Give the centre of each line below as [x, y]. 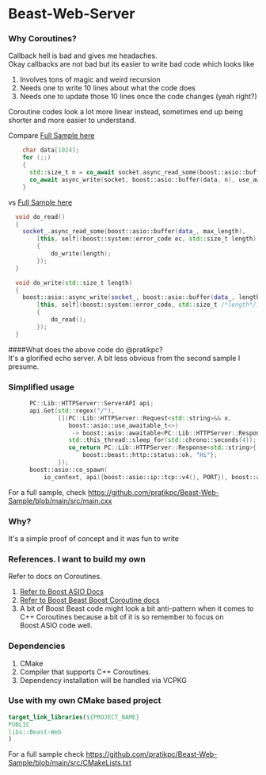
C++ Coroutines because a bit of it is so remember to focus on [122, 617]
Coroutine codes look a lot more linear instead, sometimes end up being [126, 112]
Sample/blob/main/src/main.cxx [60, 501]
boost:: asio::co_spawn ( [68, 470]
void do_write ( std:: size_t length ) [74, 282]
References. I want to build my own [77, 558]
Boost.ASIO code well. [56, 625]
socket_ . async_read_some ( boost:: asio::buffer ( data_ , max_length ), [134, 232]
